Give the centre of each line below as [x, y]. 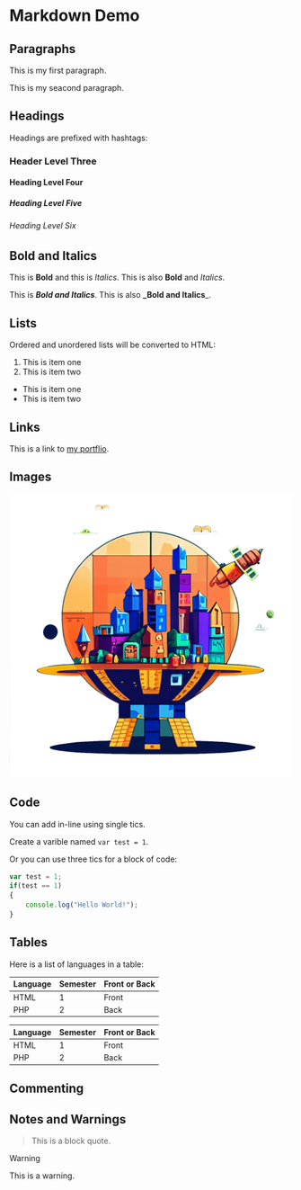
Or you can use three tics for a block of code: [93, 859]
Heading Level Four [46, 183]
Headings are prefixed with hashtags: [79, 138]
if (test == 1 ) [36, 886]
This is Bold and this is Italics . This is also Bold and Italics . [117, 277]
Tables [28, 942]
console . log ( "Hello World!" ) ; [82, 905]
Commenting [47, 1089]
